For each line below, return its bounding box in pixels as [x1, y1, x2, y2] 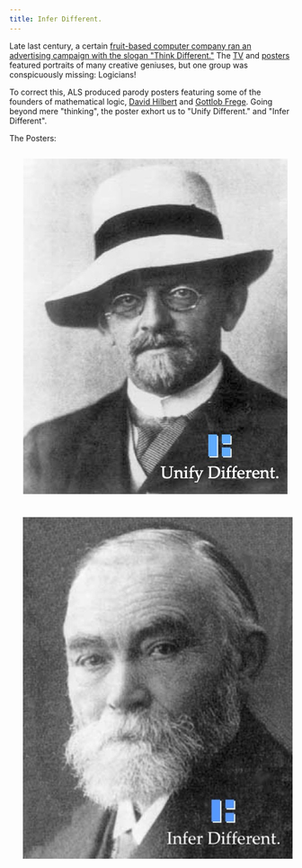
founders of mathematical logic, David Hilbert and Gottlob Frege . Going [9, 95, 273, 107]
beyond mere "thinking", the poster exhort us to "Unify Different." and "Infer [9, 105, 290, 116]
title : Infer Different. [9, 14, 102, 23]
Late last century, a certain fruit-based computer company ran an [9, 41, 252, 51]
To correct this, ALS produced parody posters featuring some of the [9, 86, 262, 97]
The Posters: [9, 132, 57, 143]
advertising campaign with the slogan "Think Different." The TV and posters [9, 50, 290, 60]
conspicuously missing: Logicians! [9, 68, 137, 80]
